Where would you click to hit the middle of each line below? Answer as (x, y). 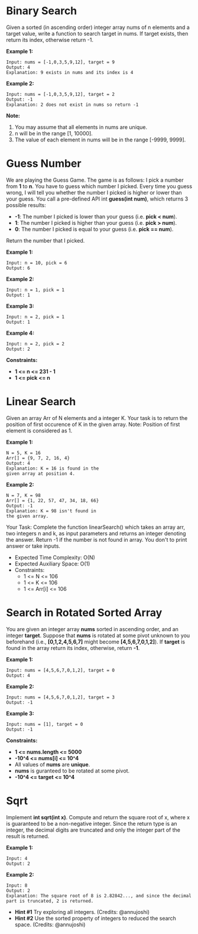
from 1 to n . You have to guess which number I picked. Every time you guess (99, 186)
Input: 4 (17, 858)
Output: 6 (18, 268)
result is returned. (28, 836)
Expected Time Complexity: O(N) (55, 557)
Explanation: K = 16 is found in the (53, 468)
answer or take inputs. (33, 546)
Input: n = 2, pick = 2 (35, 344)
